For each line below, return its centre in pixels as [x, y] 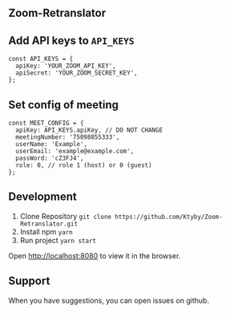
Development [43, 197]
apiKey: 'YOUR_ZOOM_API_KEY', [66, 66]
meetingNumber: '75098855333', [68, 137]
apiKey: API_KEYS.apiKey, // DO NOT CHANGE [89, 130]
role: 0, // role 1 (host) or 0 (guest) [84, 165]
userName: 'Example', [52, 144]
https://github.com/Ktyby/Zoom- [169, 217]
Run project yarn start [58, 240]
